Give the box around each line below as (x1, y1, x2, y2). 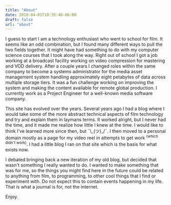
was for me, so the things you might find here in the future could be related (5, 167, 164, 173)
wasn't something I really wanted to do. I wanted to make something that (5, 162, 159, 168)
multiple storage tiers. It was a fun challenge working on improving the (5, 79, 154, 86)
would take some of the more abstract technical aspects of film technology (5, 111, 164, 117)
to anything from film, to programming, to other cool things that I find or (5, 173, 156, 179)
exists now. (5, 147, 29, 153)
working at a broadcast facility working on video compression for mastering (5, 57, 165, 64)
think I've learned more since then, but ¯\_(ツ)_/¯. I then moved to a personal (5, 128, 166, 134)
